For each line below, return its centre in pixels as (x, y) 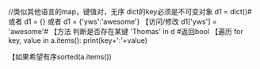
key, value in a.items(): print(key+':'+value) (78, 40)
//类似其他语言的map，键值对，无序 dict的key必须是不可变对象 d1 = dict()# (130, 11)
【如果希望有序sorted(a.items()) (60, 57)
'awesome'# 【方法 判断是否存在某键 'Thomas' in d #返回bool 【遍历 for (126, 31)
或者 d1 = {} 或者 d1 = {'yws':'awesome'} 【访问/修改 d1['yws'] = (113, 21)
